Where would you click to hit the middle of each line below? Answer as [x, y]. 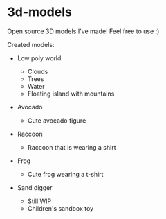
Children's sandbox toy [61, 208]
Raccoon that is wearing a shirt [72, 147]
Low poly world [39, 58]
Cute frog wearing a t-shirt [65, 174]
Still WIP [39, 201]
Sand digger [35, 187]
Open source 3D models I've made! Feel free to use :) [83, 31]
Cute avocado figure [57, 120]
